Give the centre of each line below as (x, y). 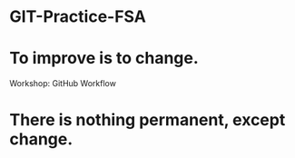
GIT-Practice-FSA (78, 17)
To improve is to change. (104, 59)
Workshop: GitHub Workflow (63, 84)
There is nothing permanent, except (147, 120)
